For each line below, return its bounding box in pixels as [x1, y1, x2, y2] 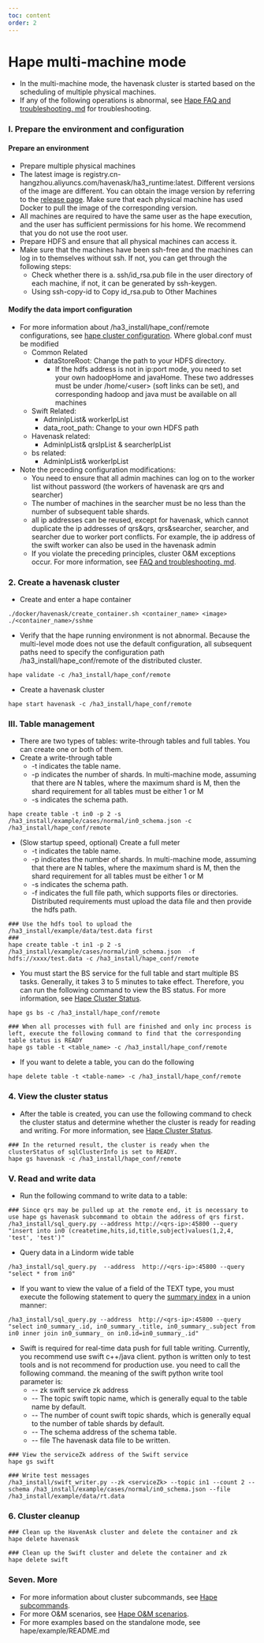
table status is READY [8, 1037, 83, 1045]
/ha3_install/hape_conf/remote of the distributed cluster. [19, 656, 203, 665]
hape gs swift [8, 1458, 55, 1465]
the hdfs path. [31, 905, 77, 915]
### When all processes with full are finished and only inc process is [8, 1023, 252, 1031]
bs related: [31, 447, 67, 458]
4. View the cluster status [8, 1091, 109, 1102]
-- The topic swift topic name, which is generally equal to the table [31, 1394, 247, 1403]
